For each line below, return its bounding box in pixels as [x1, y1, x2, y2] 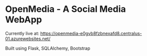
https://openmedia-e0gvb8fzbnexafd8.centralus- [40, 30, 142, 36]
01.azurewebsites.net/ [5, 36, 51, 42]
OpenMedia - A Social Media [5, 3, 126, 15]
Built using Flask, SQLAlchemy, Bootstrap [5, 45, 90, 51]
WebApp [5, 14, 42, 25]
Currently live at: [5, 30, 39, 36]
